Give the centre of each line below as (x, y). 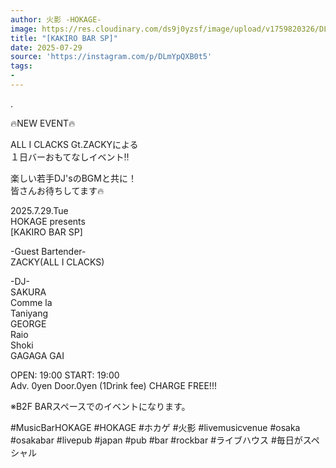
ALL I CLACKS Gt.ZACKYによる (74, 144)
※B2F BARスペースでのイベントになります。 (100, 406)
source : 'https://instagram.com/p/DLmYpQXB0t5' (111, 57)
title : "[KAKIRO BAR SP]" (64, 38)
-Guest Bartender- (48, 251)
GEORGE (28, 323)
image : (24, 29)
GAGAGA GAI (37, 355)
